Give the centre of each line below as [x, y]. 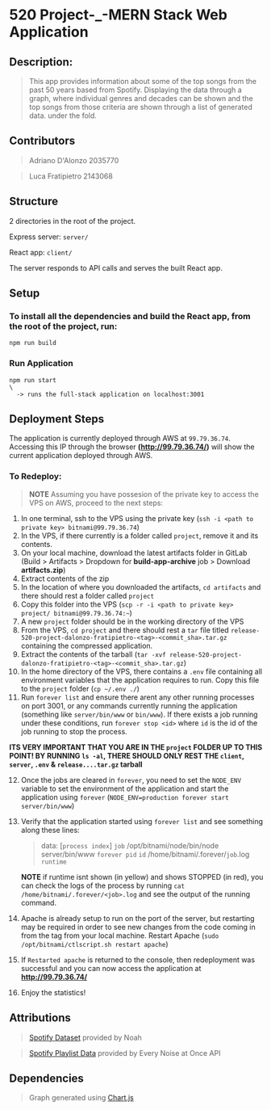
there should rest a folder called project [88, 595]
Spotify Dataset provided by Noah [85, 1037]
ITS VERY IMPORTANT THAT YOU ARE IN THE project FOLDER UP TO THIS [136, 747]
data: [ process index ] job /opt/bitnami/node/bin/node [130, 845]
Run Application [41, 364]
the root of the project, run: [63, 326]
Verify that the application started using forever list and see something [142, 821]
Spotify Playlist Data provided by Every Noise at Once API [125, 1053]
